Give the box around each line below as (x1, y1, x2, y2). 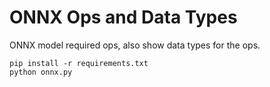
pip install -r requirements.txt (9, 58, 149, 68)
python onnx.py (9, 67, 73, 77)
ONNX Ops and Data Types (9, 6, 238, 29)
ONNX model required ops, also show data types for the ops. (9, 39, 261, 51)
